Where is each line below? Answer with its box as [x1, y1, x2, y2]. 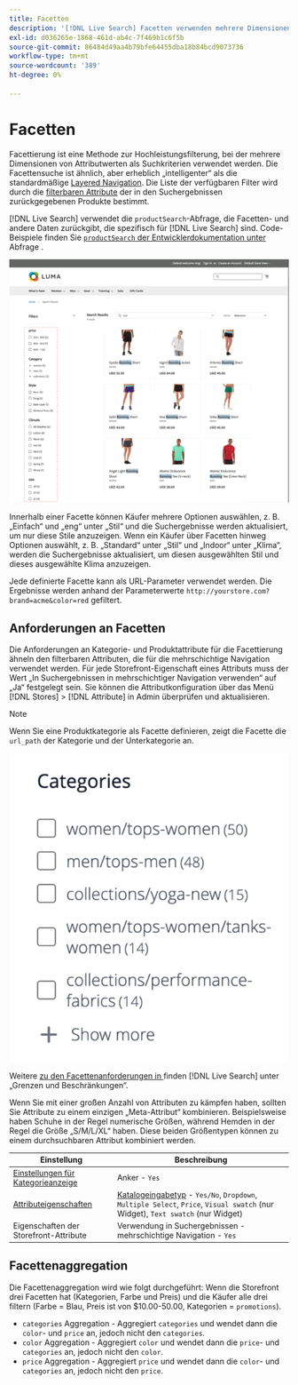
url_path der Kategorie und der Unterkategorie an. [9, 736, 194, 746]
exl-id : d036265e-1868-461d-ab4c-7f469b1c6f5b [9, 33, 184, 42]
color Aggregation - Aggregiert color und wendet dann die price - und [21, 1337, 280, 1348]
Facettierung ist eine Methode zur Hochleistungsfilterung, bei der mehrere [9, 148, 281, 159]
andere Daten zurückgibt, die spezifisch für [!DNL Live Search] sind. [9, 222, 259, 233]
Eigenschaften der [12, 1221, 80, 1231]
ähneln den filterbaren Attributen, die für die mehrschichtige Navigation [9, 654, 271, 665]
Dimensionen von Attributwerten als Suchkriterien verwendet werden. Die [9, 158, 278, 169]
